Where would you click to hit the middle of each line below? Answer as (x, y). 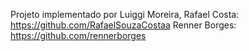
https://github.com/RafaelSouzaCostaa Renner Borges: (123, 25)
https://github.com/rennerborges (78, 35)
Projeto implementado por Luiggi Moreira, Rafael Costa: (125, 14)
